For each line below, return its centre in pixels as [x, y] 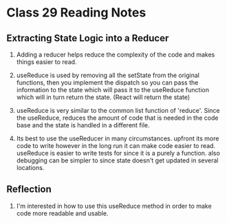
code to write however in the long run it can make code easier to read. [116, 146]
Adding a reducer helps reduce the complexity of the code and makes [116, 54]
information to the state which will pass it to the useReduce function [112, 90]
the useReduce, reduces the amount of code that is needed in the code [117, 118]
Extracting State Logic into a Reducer [88, 38]
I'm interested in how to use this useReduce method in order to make [114, 206]
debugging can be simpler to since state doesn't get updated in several [117, 160]
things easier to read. [46, 62]
